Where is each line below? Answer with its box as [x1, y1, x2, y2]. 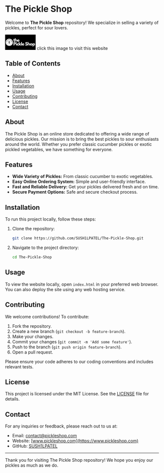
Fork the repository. [12, 323, 52, 329]
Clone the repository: [12, 226, 55, 232]
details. [5, 396, 20, 402]
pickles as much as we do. [5, 462, 59, 468]
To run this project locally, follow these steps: [5, 216, 96, 222]
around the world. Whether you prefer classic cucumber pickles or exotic [5, 141, 152, 147]
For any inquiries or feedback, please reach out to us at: [5, 423, 118, 429]
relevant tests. [5, 363, 34, 370]
